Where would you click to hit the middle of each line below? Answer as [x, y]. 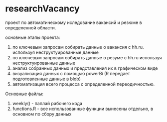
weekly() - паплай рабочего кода [47, 103]
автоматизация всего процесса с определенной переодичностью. [83, 84]
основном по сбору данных [42, 114]
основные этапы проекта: [33, 37]
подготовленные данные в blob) [47, 79]
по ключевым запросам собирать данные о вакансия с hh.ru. [78, 47]
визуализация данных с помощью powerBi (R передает [71, 73]
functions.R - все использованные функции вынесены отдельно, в [83, 109]
